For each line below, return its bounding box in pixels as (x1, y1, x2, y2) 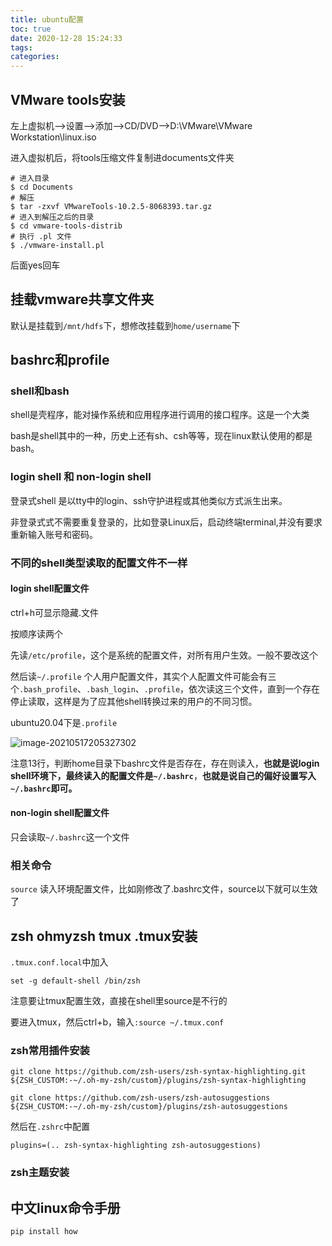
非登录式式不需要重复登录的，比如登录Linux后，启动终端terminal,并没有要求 (10, 516, 323, 528)
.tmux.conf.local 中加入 (10, 956, 109, 968)
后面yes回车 (10, 259, 61, 271)
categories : (10, 52, 60, 62)
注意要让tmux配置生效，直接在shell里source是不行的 (10, 995, 228, 1007)
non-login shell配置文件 (10, 807, 110, 819)
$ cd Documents (10, 182, 74, 192)
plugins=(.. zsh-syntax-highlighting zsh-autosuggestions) (10, 1141, 262, 1151)
